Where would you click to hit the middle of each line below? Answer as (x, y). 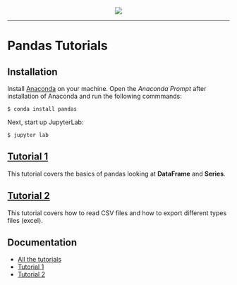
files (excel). (25, 220)
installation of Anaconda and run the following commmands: (95, 96)
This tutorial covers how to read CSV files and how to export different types (117, 213)
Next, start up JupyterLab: (45, 122)
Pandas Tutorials (57, 46)
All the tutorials (39, 260)
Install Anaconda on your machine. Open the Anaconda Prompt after (107, 89)
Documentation (42, 243)
